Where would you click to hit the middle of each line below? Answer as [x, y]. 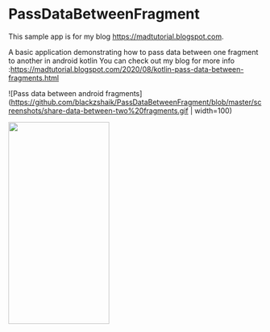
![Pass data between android [56, 93]
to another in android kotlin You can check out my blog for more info [122, 61]
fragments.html [33, 78]
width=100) [213, 111]
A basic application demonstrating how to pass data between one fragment [133, 52]
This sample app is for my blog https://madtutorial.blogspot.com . [116, 36]
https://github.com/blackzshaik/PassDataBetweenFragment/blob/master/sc [136, 102]
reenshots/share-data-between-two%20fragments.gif [99, 111]
